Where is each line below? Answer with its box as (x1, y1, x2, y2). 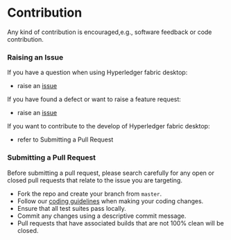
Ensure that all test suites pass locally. (17, 204, 126, 212)
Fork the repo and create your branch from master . (17, 189, 162, 198)
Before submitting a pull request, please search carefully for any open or (7, 169, 215, 177)
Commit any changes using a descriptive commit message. (17, 212, 187, 220)
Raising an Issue (7, 52, 64, 62)
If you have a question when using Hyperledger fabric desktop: (7, 68, 188, 77)
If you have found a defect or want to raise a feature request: (7, 95, 182, 103)
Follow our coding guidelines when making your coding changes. (17, 196, 204, 205)
